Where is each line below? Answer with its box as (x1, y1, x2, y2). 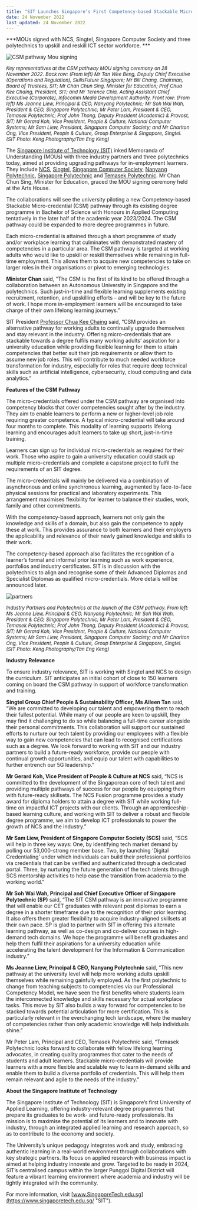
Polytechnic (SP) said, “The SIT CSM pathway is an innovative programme (6, 896, 188, 903)
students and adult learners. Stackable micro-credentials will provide (6, 1057, 174, 1064)
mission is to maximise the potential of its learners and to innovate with (6, 1118, 179, 1125)
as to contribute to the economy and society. (6, 1130, 115, 1137)
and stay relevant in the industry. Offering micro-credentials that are (6, 331, 171, 338)
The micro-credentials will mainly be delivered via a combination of (6, 477, 169, 484)
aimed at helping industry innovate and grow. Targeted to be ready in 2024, (6, 1160, 189, 1167)
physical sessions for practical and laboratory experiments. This (6, 490, 162, 497)
